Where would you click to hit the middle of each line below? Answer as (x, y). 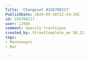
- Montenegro (19, 42)
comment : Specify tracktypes (36, 28)
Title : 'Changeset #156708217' (38, 10)
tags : (11, 38)
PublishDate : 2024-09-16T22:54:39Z (42, 14)
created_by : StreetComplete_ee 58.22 (45, 33)
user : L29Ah (18, 24)
